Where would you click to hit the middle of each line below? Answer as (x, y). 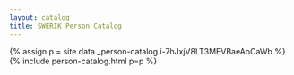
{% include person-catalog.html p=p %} (83, 61)
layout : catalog (39, 17)
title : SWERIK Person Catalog (66, 26)
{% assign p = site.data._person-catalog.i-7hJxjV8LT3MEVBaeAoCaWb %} (148, 51)
